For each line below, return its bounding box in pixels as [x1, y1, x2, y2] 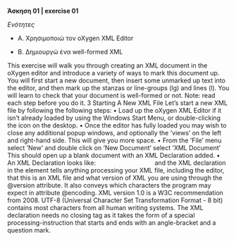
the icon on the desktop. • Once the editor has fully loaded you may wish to [7, 121, 227, 130]
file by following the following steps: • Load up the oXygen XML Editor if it [7, 106, 222, 114]
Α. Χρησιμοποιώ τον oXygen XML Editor [17, 34, 134, 42]
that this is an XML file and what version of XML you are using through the [7, 173, 223, 182]
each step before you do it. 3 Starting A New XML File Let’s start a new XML [7, 99, 228, 107]
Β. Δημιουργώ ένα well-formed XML [17, 48, 123, 56]
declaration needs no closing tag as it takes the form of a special [7, 211, 195, 219]
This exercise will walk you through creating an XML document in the [7, 61, 208, 70]
